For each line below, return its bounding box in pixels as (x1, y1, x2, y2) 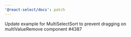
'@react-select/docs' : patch (4, 7, 65, 12)
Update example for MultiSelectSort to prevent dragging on (4, 21, 127, 27)
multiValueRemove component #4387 (4, 26, 82, 32)
